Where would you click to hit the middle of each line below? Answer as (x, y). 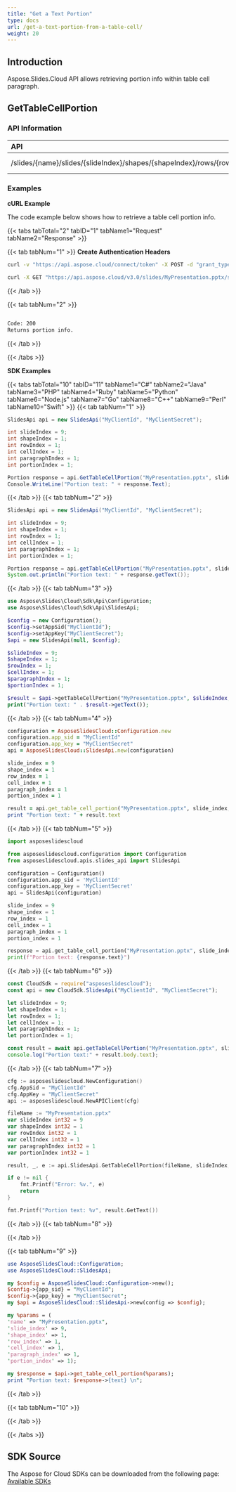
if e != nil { (28, 1178)
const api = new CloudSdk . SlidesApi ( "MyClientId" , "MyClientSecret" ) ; (113, 991)
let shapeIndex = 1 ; (38, 1009)
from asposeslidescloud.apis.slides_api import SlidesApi (94, 861)
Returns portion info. (40, 330)
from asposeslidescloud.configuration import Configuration (97, 854)
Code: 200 (22, 323)
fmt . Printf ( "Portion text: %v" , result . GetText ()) (83, 1210)
